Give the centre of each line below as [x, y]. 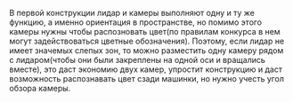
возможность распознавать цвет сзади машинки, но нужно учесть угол [147, 78]
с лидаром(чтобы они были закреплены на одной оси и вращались [137, 60]
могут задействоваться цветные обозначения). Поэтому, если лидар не [147, 41]
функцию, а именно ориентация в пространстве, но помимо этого [136, 22]
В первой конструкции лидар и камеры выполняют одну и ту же [132, 13]
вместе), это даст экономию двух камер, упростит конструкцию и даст [146, 69]
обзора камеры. [40, 88]
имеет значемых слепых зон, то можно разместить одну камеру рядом [146, 51]
